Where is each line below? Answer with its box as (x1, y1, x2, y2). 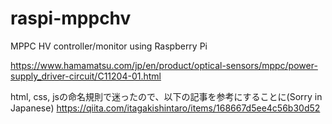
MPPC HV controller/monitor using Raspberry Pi (10, 40, 208, 52)
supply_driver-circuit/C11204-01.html (10, 70, 162, 82)
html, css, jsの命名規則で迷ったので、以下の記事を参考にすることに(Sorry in (10, 90, 323, 102)
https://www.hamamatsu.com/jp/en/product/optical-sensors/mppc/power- (10, 59, 318, 71)
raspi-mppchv (10, 7, 132, 30)
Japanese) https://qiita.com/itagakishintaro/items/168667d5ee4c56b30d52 (10, 102, 321, 114)
